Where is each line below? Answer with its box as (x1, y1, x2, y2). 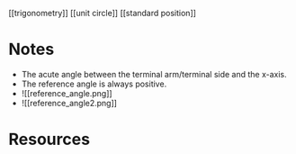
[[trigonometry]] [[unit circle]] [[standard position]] (8, 8, 197, 18)
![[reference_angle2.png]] (21, 97, 118, 108)
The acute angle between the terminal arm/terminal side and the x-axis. (21, 68, 287, 79)
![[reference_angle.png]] (21, 87, 113, 98)
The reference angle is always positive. (21, 78, 167, 89)
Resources (8, 130, 91, 149)
